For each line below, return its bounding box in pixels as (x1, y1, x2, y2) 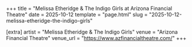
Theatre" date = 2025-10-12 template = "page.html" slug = (6, 11, 148, 18)
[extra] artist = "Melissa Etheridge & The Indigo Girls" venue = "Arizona (6, 28, 178, 35)
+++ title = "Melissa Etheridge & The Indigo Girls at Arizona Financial (6, 5, 172, 12)
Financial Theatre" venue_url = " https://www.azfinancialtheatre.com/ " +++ (6, 35, 187, 41)
